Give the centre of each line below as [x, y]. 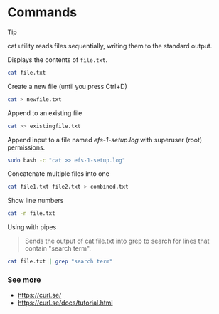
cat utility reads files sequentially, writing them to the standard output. [110, 46]
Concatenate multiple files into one [59, 174]
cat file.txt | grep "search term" [60, 262]
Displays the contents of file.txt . [58, 59]
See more [24, 280]
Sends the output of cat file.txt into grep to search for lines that [117, 241]
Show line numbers [36, 201]
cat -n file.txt [31, 214]
